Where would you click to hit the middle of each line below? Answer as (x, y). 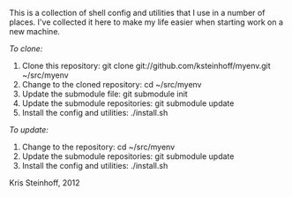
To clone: (26, 49)
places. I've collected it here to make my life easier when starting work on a (146, 22)
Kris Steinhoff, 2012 (45, 183)
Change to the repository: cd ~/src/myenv (98, 147)
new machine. (34, 31)
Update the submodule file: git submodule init (105, 94)
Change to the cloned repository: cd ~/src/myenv (112, 84)
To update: (29, 130)
